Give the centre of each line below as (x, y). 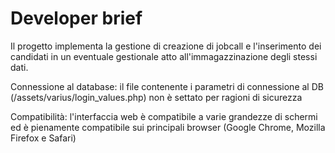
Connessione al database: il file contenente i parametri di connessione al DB (167, 86)
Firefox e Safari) (43, 138)
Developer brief (76, 18)
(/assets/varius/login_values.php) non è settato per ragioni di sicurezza (156, 97)
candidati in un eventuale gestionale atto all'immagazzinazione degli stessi (164, 56)
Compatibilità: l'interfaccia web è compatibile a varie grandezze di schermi (164, 116)
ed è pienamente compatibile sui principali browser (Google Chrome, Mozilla (168, 127)
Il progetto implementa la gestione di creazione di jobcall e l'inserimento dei (166, 46)
